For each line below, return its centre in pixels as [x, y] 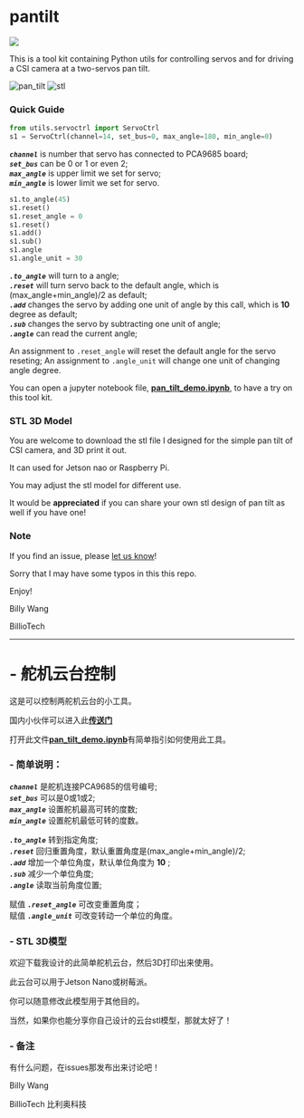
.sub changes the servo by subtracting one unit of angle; [115, 323]
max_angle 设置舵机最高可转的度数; [74, 809]
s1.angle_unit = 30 [46, 259]
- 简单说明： [36, 765]
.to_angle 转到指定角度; [54, 839]
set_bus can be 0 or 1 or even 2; [69, 163]
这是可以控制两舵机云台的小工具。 [73, 700]
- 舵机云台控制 [62, 674]
